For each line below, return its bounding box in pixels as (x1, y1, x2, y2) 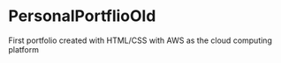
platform (8, 44, 39, 54)
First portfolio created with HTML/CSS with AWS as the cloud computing (8, 35, 273, 45)
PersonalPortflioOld (8, 6, 156, 26)
